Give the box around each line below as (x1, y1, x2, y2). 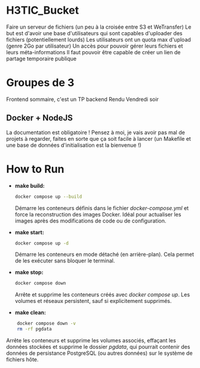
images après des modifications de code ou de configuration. (14, 217, 167, 224)
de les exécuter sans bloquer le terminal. (14, 257, 115, 264)
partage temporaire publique (6, 55, 76, 62)
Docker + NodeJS (6, 113, 73, 123)
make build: (14, 182, 45, 189)
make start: (14, 228, 45, 236)
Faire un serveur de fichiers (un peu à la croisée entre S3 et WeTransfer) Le (6, 23, 192, 30)
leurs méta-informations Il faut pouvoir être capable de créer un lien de (6, 48, 181, 55)
